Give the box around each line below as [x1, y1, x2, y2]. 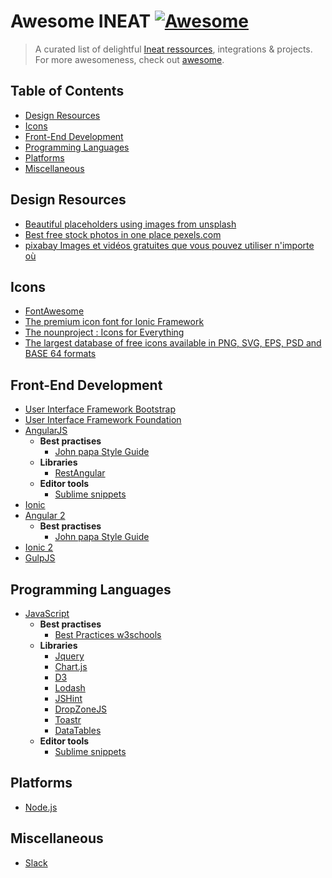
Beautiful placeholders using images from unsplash [24, 218, 237, 230]
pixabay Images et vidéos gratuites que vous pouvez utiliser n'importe [24, 239, 315, 251]
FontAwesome [24, 305, 85, 317]
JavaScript [24, 608, 70, 619]
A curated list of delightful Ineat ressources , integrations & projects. [34, 43, 313, 55]
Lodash [54, 682, 86, 694]
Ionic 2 [24, 541, 54, 554]
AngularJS [24, 425, 68, 437]
